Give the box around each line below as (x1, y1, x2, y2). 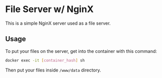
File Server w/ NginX (5, 4, 94, 15)
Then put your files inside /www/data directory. (5, 67, 101, 73)
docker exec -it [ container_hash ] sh (5, 58, 85, 63)
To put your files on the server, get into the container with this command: (5, 48, 157, 54)
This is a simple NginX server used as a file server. (5, 20, 111, 26)
